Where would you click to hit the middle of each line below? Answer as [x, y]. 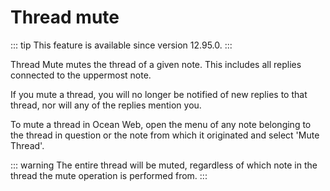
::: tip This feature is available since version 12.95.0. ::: [121, 45]
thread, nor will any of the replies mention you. [106, 105]
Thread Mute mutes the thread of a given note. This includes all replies [156, 64]
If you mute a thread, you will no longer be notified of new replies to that [159, 94]
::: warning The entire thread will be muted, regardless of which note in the [164, 165]
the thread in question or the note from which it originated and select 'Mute [165, 135]
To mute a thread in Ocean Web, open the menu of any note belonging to [161, 124]
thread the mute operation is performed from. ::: [109, 175]
